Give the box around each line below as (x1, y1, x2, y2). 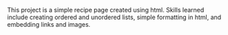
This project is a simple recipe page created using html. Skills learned (7, 6, 205, 14)
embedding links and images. (7, 21, 91, 28)
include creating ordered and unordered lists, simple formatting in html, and (7, 13, 222, 21)
